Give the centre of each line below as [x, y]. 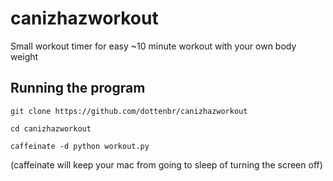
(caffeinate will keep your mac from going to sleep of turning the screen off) [166, 164]
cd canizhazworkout [51, 128]
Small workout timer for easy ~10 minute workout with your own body [153, 46]
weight [24, 56]
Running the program [78, 88]
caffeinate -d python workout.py [80, 146]
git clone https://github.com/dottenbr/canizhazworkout [129, 111]
